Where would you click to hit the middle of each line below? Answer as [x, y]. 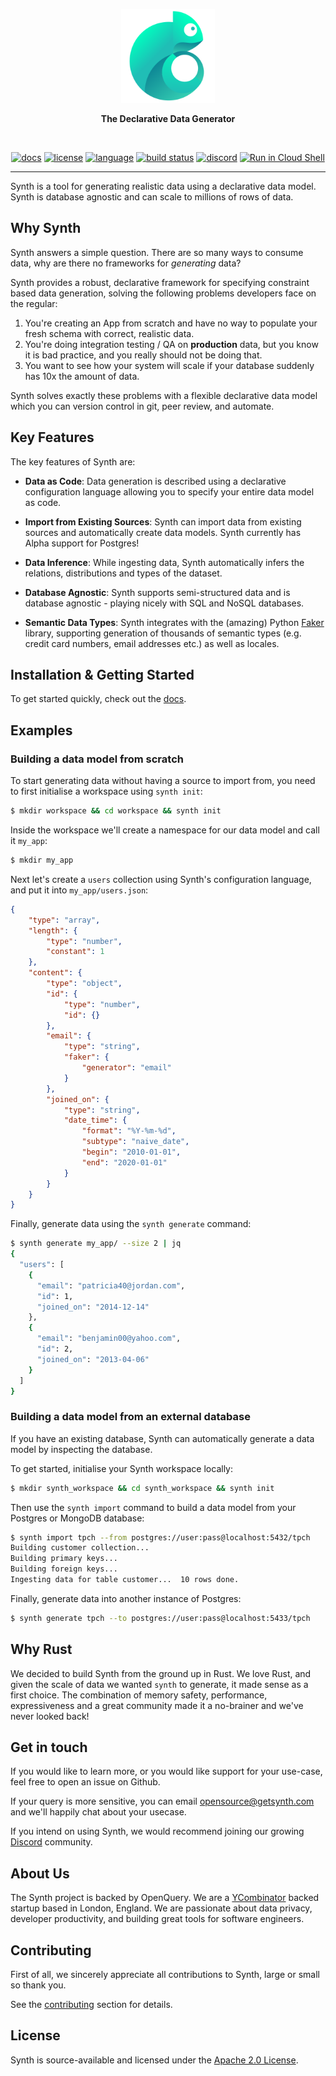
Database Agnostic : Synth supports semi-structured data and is [157, 592]
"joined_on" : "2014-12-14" [93, 1307]
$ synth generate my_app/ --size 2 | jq [96, 1244]
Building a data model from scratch [97, 759]
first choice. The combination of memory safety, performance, [139, 1695]
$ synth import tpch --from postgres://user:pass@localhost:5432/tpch [160, 1537]
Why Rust [41, 1649]
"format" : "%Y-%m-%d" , [129, 1131]
